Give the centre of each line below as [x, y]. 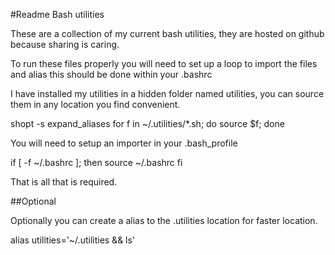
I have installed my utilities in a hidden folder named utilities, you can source [167, 93]
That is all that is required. [64, 182]
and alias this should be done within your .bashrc [111, 74]
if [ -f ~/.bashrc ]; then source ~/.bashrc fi [96, 162]
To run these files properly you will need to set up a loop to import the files [164, 63]
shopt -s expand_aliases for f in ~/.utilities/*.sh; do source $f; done [147, 123]
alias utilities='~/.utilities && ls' [73, 240]
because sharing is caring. [65, 44]
